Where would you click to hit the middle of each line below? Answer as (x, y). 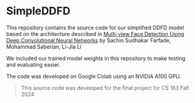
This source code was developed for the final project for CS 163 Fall (105, 87)
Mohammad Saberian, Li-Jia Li (44, 47)
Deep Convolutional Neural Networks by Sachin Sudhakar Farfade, (88, 40)
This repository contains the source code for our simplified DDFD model (95, 28)
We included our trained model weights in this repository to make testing (96, 58)
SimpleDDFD (38, 11)
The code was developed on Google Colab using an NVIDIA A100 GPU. (94, 76)
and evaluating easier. (34, 65)
